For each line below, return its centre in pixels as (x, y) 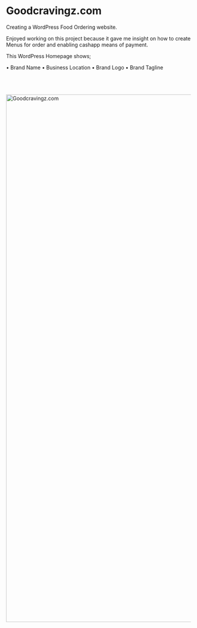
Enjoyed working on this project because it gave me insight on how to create (98, 38)
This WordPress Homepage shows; (49, 56)
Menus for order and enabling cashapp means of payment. (77, 45)
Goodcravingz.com (54, 11)
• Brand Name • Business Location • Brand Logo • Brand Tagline (85, 67)
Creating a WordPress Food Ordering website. (62, 27)
